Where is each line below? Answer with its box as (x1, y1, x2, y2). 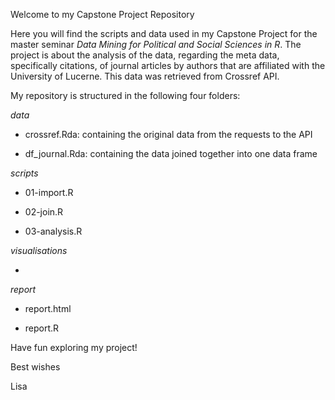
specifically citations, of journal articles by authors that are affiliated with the (10, 60, 326, 71)
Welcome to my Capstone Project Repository (10, 9, 195, 20)
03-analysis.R (24, 225, 83, 237)
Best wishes (10, 361, 61, 373)
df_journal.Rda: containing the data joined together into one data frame (24, 148, 318, 159)
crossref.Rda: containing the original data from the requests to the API (24, 129, 313, 140)
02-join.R (24, 206, 64, 218)
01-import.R (24, 187, 74, 198)
